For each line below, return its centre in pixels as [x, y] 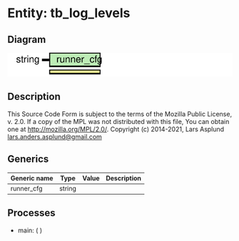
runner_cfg [26, 189]
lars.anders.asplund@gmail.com [55, 136]
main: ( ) [30, 230]
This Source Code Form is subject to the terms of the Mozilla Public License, [120, 114]
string [68, 189]
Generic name [32, 178]
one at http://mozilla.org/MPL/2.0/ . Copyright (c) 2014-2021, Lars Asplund [116, 129]
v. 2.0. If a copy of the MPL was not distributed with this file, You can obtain [118, 121]
